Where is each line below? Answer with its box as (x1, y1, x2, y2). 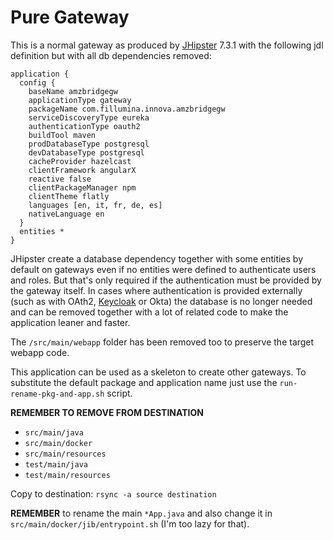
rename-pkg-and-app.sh (10, 389, 105, 399)
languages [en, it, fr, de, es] (28, 200, 163, 210)
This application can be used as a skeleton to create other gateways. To (10, 366, 307, 378)
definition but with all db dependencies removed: (10, 49, 212, 61)
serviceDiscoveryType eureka (28, 112, 150, 123)
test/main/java (24, 459, 89, 470)
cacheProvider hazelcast (28, 156, 132, 166)
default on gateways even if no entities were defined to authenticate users (10, 263, 317, 275)
